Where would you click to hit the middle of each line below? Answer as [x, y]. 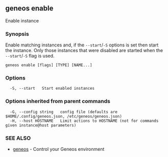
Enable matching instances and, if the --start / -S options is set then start [82, 45]
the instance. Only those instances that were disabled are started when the [84, 50]
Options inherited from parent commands [58, 101]
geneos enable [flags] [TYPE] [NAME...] [49, 65]
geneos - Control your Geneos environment [58, 149]
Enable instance [22, 20]
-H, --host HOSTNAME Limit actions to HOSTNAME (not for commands [84, 121]
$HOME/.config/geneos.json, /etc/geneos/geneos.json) [64, 116]
